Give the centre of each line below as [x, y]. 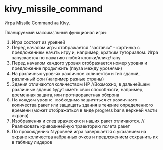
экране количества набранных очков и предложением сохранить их [85, 137]
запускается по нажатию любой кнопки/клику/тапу [66, 57]
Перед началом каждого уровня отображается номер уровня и [79, 63]
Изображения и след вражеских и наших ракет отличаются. [76, 121]
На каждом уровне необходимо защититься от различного [74, 100]
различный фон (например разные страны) [58, 79]
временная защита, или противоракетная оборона [66, 95]
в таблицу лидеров [32, 142]
